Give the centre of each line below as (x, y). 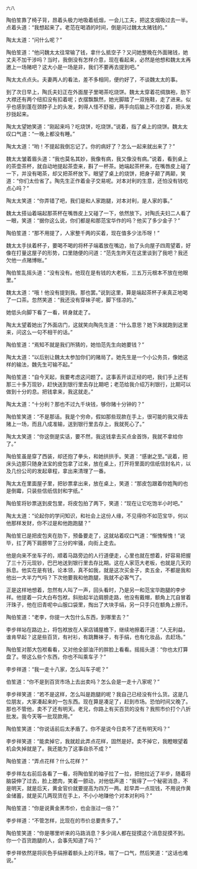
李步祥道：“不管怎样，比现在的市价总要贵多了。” (64, 821)
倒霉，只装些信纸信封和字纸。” (47, 491)
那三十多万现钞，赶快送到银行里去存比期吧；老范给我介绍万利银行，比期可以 (98, 384)
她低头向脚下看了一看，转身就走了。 (50, 312)
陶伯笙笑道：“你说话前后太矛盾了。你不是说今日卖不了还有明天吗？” (88, 729)
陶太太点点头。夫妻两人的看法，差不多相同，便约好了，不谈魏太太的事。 (93, 79)
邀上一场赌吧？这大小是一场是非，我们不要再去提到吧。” (73, 67)
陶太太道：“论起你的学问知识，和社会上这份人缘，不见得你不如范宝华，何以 (97, 516)
